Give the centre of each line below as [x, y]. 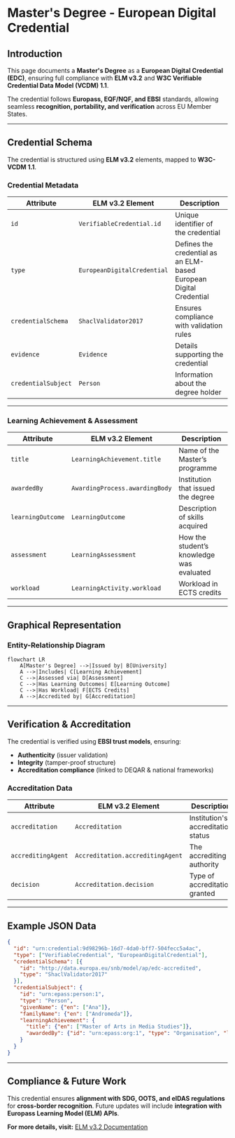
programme [198, 468]
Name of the [199, 450]
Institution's [208, 818]
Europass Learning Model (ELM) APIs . [63, 1113]
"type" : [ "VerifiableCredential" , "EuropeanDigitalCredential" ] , [111, 955]
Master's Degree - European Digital [112, 13]
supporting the [199, 354]
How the [192, 537]
